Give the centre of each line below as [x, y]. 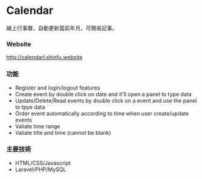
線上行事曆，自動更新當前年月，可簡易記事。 [62, 28]
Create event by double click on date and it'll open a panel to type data [103, 94]
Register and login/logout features [57, 88]
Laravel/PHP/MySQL [41, 169]
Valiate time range [37, 126]
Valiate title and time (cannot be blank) [63, 132]
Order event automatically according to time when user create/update [102, 113]
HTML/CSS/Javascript [43, 163]
